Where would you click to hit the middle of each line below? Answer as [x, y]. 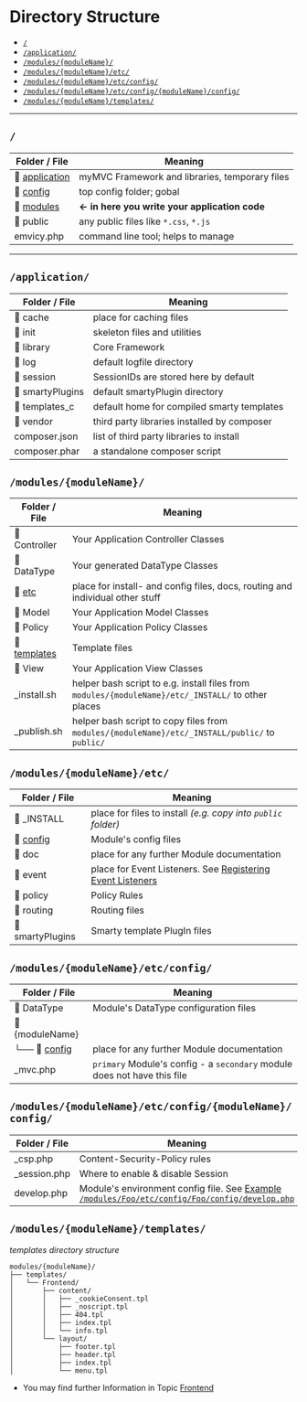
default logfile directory [143, 361]
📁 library [32, 347]
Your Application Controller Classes [148, 540]
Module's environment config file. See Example [180, 1188]
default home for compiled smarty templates [188, 406]
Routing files [117, 910]
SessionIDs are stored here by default [174, 377]
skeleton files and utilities [147, 332]
